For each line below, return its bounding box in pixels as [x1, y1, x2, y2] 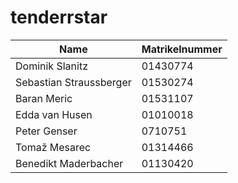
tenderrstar [10, 6, 108, 29]
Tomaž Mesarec [15, 140, 92, 154]
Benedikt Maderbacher [15, 156, 124, 170]
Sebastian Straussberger [15, 75, 132, 89]
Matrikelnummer [141, 42, 223, 56]
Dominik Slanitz [15, 59, 88, 73]
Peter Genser [15, 124, 78, 138]
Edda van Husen [15, 107, 93, 121]
